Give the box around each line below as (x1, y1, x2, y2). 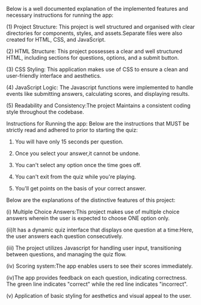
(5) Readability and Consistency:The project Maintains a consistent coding (6, 102, 191, 109)
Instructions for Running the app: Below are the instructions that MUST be (6, 120, 190, 127)
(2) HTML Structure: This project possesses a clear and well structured (6, 48, 182, 55)
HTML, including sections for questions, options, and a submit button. (6, 54, 179, 61)
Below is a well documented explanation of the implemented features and (6, 5, 188, 12)
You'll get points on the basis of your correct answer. (14, 185, 146, 192)
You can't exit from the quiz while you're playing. (14, 173, 137, 180)
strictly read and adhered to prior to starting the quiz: (6, 127, 138, 133)
